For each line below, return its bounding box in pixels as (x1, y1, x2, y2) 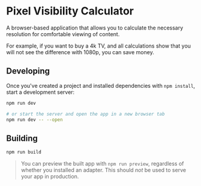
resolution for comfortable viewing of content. (6, 30, 120, 37)
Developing (6, 66, 50, 76)
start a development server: (6, 88, 75, 96)
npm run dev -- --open (6, 116, 63, 123)
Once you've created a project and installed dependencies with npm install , (6, 82, 196, 89)
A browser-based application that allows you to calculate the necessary (6, 24, 184, 31)
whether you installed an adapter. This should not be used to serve (20, 167, 187, 174)
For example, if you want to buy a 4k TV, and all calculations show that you (6, 42, 191, 49)
